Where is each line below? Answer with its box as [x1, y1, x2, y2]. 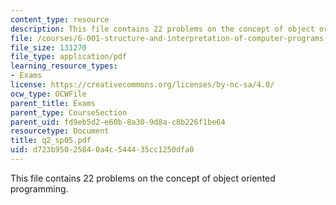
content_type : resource [10, 14, 110, 25]
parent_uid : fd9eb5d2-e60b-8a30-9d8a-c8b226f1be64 [10, 117, 226, 127]
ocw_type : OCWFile [10, 89, 87, 99]
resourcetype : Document [10, 126, 110, 136]
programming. [10, 182, 69, 195]
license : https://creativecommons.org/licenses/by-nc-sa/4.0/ [10, 80, 275, 90]
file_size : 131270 [10, 42, 87, 53]
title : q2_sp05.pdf [10, 136, 92, 146]
